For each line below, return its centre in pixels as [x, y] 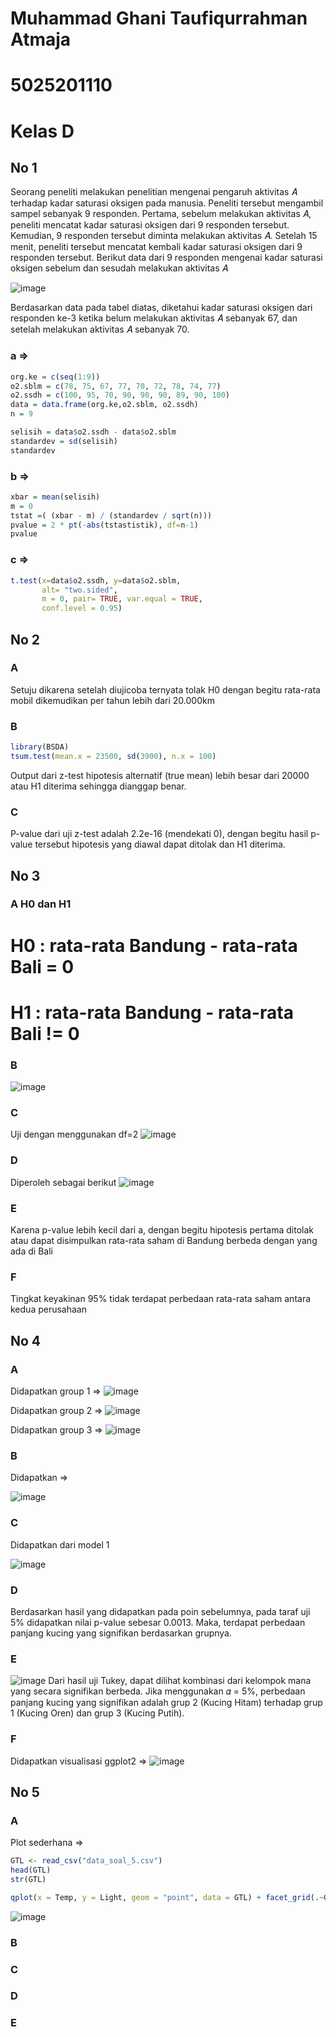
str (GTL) [28, 1879]
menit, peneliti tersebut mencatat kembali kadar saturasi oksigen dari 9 [156, 247]
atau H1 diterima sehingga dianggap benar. [98, 786]
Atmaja [41, 39]
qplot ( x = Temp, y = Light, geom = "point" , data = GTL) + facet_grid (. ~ [167, 1897]
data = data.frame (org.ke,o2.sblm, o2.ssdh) [104, 405]
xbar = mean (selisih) [55, 497]
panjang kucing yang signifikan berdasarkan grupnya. [121, 1633]
